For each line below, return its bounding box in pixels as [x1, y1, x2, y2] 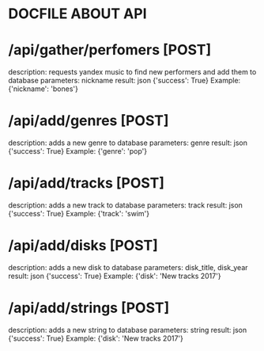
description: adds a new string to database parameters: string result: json [8, 325, 247, 334]
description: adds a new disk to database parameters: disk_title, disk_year [8, 262, 248, 272]
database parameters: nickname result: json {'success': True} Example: [8, 76, 241, 86]
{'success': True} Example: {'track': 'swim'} [8, 209, 150, 218]
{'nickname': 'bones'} [8, 84, 79, 93]
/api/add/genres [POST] [8, 112, 169, 130]
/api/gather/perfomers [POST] [8, 41, 212, 59]
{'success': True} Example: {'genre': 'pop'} [8, 147, 148, 156]
